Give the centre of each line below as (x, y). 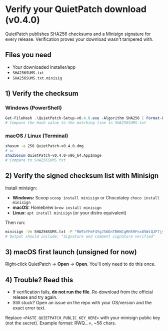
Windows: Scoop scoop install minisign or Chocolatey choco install (86, 197)
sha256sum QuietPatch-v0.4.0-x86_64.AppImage (53, 156)
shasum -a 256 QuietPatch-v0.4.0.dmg (44, 146)
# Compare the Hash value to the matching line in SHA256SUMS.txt (76, 123)
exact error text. (29, 308)
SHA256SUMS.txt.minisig (37, 78)
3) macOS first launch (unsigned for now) (71, 252)
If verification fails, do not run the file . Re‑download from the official (83, 292)
